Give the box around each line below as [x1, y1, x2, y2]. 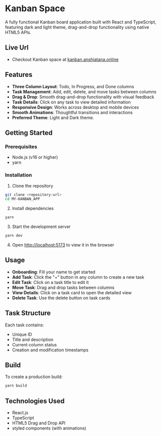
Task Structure [5, 309, 51, 317]
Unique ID [12, 331, 32, 337]
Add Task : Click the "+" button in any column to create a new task [12, 274, 145, 280]
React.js [12, 410, 29, 416]
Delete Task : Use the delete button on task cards [12, 295, 111, 301]
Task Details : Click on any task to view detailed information [12, 99, 131, 105]
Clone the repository [12, 183, 53, 189]
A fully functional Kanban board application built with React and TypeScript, [5, 19, 157, 25]
